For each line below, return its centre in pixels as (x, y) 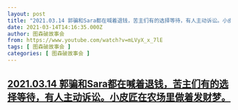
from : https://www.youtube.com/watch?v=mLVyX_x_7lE (85, 40)
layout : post (27, 14)
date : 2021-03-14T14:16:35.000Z (55, 27)
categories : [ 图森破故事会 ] (49, 54)
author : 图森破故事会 (36, 34)
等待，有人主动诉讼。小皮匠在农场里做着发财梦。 (124, 98)
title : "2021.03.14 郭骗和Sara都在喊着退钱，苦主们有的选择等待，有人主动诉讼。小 (118, 21)
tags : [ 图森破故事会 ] (39, 47)
